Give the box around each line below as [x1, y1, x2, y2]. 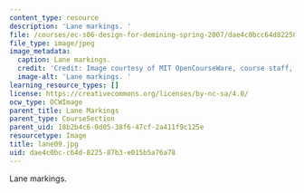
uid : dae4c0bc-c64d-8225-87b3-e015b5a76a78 [9, 148, 176, 157]
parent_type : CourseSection [9, 114, 116, 123]
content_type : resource [9, 13, 100, 23]
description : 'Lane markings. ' [9, 22, 131, 31]
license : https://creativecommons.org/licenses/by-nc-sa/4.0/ [9, 89, 249, 98]
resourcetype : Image [9, 131, 88, 140]
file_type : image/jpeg [9, 38, 95, 48]
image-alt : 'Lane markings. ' [17, 72, 131, 82]
